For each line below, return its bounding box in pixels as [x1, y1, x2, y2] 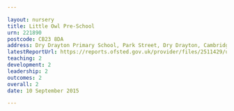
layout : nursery [7, 16, 54, 23]
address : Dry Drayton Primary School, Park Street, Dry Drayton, [7, 42, 201, 49]
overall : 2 [7, 80, 39, 87]
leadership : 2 [7, 67, 49, 75]
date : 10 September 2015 [7, 87, 79, 94]
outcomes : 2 [7, 74, 42, 81]
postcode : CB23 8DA [7, 35, 64, 42]
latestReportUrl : [7, 49, 58, 55]
